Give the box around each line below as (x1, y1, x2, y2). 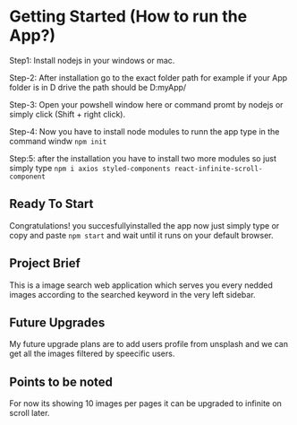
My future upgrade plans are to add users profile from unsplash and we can (9, 339, 289, 350)
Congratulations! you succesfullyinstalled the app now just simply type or (9, 220, 280, 230)
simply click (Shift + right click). (9, 108, 126, 119)
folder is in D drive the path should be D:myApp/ (9, 82, 187, 92)
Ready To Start (9, 196, 94, 212)
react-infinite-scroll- (174, 164, 263, 173)
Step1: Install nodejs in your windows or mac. (9, 55, 175, 65)
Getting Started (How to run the (9, 6, 248, 27)
